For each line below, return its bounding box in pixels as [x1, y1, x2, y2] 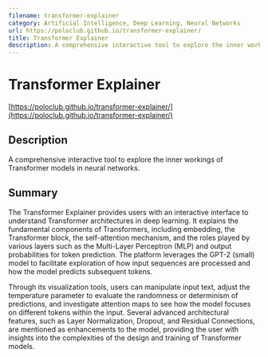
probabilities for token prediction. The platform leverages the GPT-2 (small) [8, 249, 255, 259]
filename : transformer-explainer [8, 11, 120, 20]
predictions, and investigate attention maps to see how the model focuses [8, 299, 251, 308]
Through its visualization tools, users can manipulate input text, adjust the [8, 282, 250, 292]
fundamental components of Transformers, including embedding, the [8, 224, 235, 233]
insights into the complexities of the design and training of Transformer [8, 332, 242, 343]
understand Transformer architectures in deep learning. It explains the [8, 216, 239, 226]
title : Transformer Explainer [8, 33, 109, 42]
